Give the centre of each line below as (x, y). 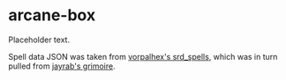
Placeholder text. (39, 40)
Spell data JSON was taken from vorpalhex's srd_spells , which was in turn (143, 56)
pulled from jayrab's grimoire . (62, 66)
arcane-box (52, 15)
